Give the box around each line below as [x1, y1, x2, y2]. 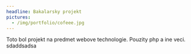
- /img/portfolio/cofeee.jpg [11, 20, 85, 26]
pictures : [6, 14, 31, 20]
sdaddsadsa [6, 42, 37, 49]
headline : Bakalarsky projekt [6, 8, 82, 15]
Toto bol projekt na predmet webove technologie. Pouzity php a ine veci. [6, 36, 186, 43]
